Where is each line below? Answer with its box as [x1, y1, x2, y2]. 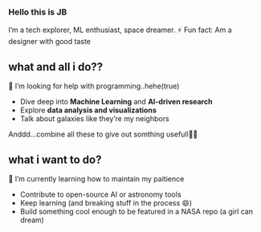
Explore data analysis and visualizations [19, 105, 157, 115]
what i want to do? [8, 153, 102, 166]
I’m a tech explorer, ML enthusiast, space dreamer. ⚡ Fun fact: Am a [8, 25, 233, 35]
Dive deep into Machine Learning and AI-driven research [19, 97, 213, 107]
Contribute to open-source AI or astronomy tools [19, 189, 182, 199]
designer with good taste [8, 37, 91, 47]
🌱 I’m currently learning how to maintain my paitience [8, 173, 185, 183]
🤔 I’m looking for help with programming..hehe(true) [8, 81, 180, 91]
